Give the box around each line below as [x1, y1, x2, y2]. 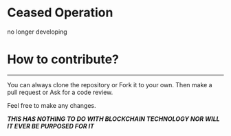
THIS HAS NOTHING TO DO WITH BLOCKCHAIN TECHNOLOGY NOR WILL [7, 115, 220, 123]
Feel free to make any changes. [7, 101, 96, 109]
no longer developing [7, 27, 67, 36]
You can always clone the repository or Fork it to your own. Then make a [7, 80, 212, 89]
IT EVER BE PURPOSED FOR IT [7, 122, 95, 130]
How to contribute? [7, 52, 119, 67]
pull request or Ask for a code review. [7, 88, 113, 96]
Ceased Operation [7, 5, 113, 21]
